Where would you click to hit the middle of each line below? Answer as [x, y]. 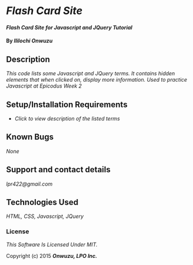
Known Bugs [30, 137]
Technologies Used [42, 202]
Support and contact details [58, 170]
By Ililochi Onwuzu [29, 41]
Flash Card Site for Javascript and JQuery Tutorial [69, 27]
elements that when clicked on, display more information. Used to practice [96, 80]
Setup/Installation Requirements [67, 104]
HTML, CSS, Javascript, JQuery [45, 216]
